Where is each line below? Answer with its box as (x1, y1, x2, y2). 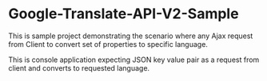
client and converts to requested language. (8, 63, 150, 72)
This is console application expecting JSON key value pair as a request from (8, 55, 260, 64)
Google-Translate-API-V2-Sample (8, 5, 239, 23)
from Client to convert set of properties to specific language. (8, 39, 208, 48)
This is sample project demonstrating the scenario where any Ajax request (8, 31, 253, 40)
